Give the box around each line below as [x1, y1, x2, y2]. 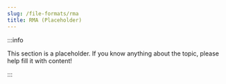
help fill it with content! [7, 56, 73, 65]
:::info [7, 35, 24, 44]
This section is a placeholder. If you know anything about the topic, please [7, 49, 220, 58]
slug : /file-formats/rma [7, 10, 79, 17]
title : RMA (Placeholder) [7, 17, 82, 24]
